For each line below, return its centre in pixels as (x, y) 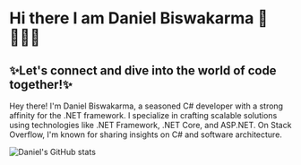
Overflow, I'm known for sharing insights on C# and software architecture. (146, 135)
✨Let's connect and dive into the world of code (143, 70)
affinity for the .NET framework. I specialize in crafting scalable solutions (143, 115)
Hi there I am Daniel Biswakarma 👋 (139, 18)
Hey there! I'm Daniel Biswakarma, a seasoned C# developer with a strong (146, 106)
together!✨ (41, 84)
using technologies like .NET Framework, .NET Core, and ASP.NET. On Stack (150, 125)
